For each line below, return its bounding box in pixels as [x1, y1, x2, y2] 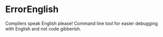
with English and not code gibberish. [5, 25, 81, 31]
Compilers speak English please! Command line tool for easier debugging [5, 20, 158, 26]
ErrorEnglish [5, 4, 59, 15]
